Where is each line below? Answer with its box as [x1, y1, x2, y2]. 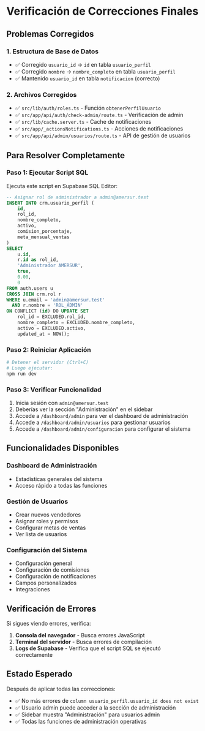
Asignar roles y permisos [15, 517, 78, 525]
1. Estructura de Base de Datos [6, 47, 99, 56]
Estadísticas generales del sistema [15, 475, 103, 482]
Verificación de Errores [6, 604, 97, 614]
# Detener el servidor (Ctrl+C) [6, 360, 89, 366]
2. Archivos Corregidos [6, 90, 77, 99]
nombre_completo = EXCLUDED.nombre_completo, [17, 320, 136, 326]
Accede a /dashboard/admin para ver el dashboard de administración [15, 412, 188, 419]
